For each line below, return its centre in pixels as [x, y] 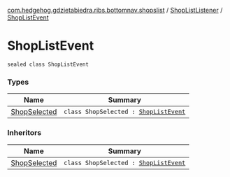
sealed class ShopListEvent [48, 64]
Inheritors [24, 133]
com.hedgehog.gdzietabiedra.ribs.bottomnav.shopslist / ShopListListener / [115, 10]
